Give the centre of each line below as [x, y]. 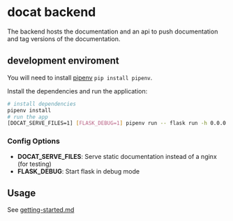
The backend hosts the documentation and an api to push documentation [113, 31]
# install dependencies [42, 104]
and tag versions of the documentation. [64, 38]
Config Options [34, 142]
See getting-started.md [41, 210]
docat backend [52, 12]
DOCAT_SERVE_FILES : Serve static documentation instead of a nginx [117, 156]
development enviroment [63, 61]
